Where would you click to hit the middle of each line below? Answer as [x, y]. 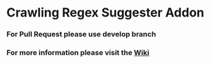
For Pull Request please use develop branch [81, 34]
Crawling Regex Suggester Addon [105, 13]
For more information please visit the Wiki [78, 53]
